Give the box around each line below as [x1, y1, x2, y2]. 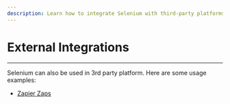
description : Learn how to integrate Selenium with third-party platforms [7, 10, 225, 17]
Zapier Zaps [16, 89, 51, 97]
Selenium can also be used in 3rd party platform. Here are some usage [7, 68, 207, 77]
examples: [7, 76, 36, 84]
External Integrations [7, 39, 129, 55]
